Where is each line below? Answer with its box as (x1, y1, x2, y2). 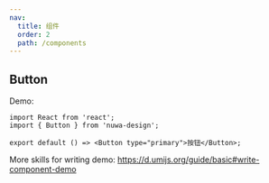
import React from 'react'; (9, 114, 116, 123)
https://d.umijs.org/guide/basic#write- (116, 154, 260, 165)
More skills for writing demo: (9, 154, 116, 165)
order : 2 (17, 30, 51, 39)
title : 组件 (17, 22, 60, 31)
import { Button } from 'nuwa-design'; (9, 121, 160, 131)
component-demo (9, 164, 77, 175)
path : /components (17, 38, 88, 48)
